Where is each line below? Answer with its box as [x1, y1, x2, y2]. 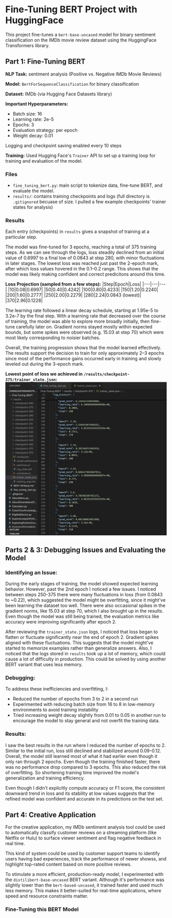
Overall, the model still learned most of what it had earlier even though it [5, 753, 158, 759]
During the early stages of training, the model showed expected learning [5, 580, 159, 587]
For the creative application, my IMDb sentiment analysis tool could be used [5, 824, 165, 830]
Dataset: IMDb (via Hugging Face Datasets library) [5, 91, 113, 97]
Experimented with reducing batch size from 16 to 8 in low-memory [12, 701, 155, 708]
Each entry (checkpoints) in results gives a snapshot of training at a [5, 228, 149, 235]
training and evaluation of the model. [5, 158, 83, 164]
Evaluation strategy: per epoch [12, 127, 78, 133]
